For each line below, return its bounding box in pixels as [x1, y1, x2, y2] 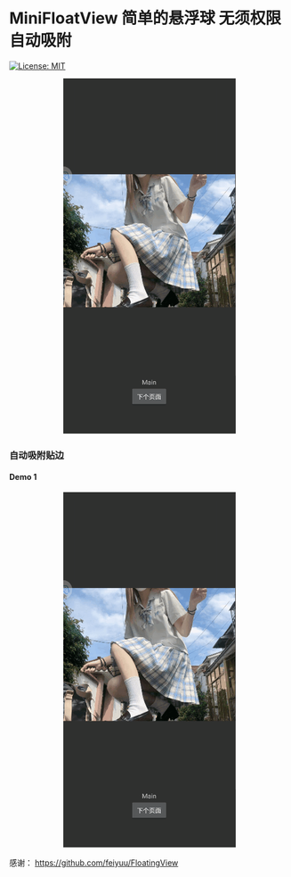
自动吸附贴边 [9, 449, 65, 461]
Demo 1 [9, 472, 37, 483]
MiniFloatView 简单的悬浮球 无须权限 [9, 8, 282, 29]
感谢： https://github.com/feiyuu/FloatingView [9, 857, 179, 868]
